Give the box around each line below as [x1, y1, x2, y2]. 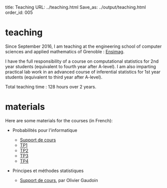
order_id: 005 [5, 9, 33, 15]
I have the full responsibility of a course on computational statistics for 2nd [5, 58, 159, 64]
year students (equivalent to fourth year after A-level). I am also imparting [5, 63, 156, 69]
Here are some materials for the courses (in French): [5, 117, 113, 123]
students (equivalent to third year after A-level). [5, 74, 103, 80]
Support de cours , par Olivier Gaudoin [19, 177, 98, 183]
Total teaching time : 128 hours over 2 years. [5, 84, 96, 90]
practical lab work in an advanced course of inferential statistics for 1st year [5, 69, 161, 75]
